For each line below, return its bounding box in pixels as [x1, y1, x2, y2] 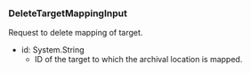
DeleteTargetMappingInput [8, 7, 128, 20]
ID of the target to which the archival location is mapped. [34, 54, 243, 65]
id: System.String [20, 45, 85, 55]
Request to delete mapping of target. [8, 28, 143, 38]
